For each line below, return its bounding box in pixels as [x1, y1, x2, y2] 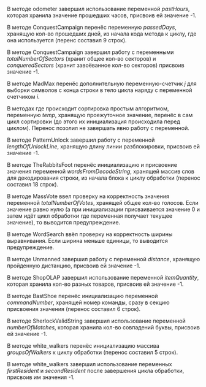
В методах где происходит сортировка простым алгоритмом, [7, 105, 169, 112]
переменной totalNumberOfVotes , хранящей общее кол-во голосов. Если [7, 199, 199, 206]
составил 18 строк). [7, 181, 59, 188]
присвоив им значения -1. [7, 374, 75, 381]
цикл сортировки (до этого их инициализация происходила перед [7, 118, 180, 125]
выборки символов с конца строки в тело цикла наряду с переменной [7, 86, 193, 94]
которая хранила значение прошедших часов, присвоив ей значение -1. [7, 12, 197, 19]
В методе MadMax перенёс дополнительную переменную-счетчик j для [7, 80, 197, 87]
